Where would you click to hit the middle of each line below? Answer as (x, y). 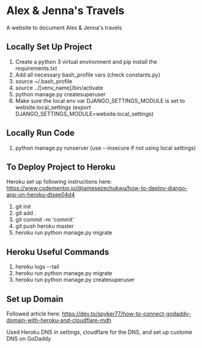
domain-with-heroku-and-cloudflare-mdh (59, 320)
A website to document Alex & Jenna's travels (64, 28)
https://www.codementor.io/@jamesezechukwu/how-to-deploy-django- (97, 188)
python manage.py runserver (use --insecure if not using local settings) (106, 148)
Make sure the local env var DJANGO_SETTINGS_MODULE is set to (100, 100)
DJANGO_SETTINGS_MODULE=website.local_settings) (84, 113)
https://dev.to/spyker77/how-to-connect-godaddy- (126, 314)
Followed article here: (34, 314)
